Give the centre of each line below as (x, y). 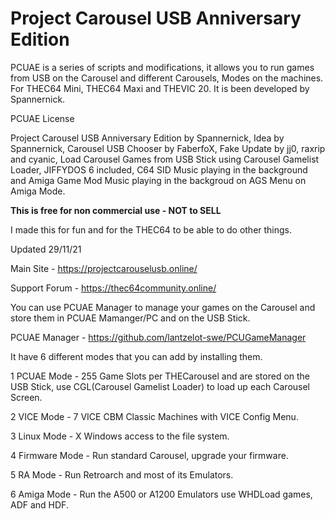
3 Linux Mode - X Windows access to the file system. (120, 436)
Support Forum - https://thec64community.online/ (113, 288)
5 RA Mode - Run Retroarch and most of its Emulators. (122, 474)
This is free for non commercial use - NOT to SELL (116, 210)
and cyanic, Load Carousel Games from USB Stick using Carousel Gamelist (165, 159)
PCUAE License (42, 118)
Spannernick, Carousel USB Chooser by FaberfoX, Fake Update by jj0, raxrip (168, 148)
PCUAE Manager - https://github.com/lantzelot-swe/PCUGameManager (158, 337)
